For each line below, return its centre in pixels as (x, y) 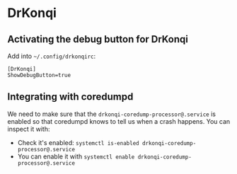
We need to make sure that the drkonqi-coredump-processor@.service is (111, 114)
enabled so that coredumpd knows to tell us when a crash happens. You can (119, 121)
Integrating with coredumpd (70, 97)
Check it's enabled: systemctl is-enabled (78, 142)
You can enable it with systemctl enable (76, 156)
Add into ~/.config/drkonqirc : (52, 56)
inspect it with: (29, 129)
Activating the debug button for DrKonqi (98, 39)
